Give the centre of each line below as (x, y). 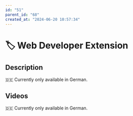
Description (24, 67)
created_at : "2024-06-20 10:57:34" (43, 19)
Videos (17, 96)
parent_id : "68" (22, 15)
